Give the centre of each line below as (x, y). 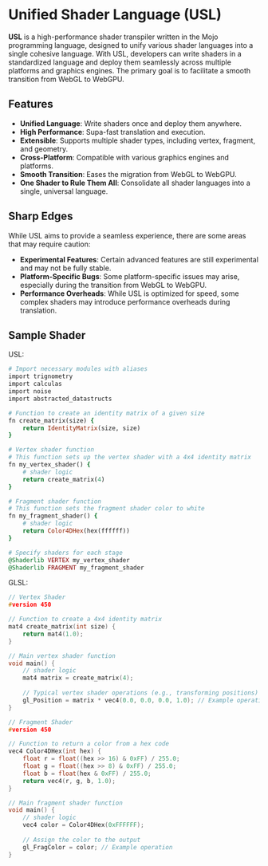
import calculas (35, 384)
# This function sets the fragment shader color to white (106, 509)
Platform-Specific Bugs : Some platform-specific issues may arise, (130, 276)
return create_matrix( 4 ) (64, 479)
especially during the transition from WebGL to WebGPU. (113, 285)
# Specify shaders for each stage (66, 553)
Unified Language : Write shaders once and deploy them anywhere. (130, 123)
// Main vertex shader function (62, 655)
